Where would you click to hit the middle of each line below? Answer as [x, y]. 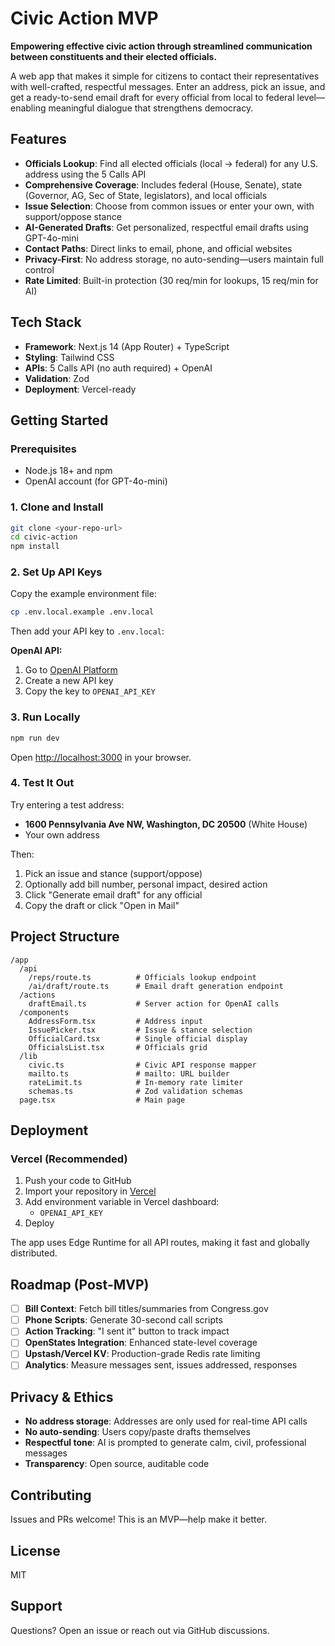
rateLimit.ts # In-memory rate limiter [136, 1082]
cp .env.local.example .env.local [82, 612]
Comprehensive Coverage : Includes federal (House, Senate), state [163, 184]
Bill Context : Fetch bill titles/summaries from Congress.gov [146, 1309]
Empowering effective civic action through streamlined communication [161, 46]
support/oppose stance [73, 216]
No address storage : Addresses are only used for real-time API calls [166, 1421]
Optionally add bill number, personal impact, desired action [146, 884]
